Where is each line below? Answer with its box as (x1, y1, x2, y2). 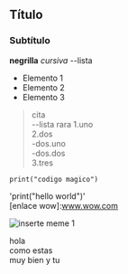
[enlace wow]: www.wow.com (9, 200, 119, 211)
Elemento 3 (22, 91, 65, 102)
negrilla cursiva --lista (9, 54, 93, 66)
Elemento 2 (22, 81, 65, 93)
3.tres (31, 157, 54, 168)
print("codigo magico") (9, 175, 99, 184)
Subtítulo (9, 34, 51, 47)
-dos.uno (31, 137, 66, 148)
